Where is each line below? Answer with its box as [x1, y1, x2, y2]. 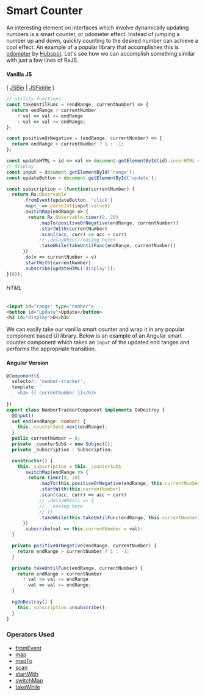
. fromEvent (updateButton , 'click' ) [22, 197, 113, 204]
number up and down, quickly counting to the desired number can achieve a [6, 37, 198, 44]
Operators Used [6, 631, 55, 639]
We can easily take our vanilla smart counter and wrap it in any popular [6, 325, 185, 333]
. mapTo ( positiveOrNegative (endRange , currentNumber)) [38, 220, 179, 226]
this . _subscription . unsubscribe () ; [17, 604, 108, 610]
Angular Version [6, 359, 49, 366]
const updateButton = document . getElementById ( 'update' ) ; [6, 175, 157, 181]
